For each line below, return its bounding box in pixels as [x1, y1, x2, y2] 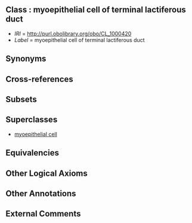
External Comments [5, 209, 81, 219]
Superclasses [5, 115, 58, 125]
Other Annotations [5, 188, 76, 198]
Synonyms [5, 54, 47, 64]
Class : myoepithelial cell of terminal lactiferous [5, 5, 186, 15]
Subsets [5, 94, 37, 104]
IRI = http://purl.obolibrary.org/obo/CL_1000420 [14, 30, 132, 37]
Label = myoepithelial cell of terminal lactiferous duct [14, 36, 145, 44]
